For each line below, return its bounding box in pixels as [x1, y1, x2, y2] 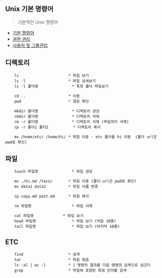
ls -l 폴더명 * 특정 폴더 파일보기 [14, 83, 109, 89]
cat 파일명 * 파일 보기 [14, 213, 84, 219]
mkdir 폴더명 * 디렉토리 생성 [14, 109, 100, 114]
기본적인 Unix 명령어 [17, 19, 58, 25]
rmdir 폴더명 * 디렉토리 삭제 [14, 114, 100, 119]
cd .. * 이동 [14, 94, 80, 99]
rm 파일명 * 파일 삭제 [14, 204, 93, 209]
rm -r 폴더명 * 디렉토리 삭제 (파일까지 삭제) [14, 119, 129, 124]
